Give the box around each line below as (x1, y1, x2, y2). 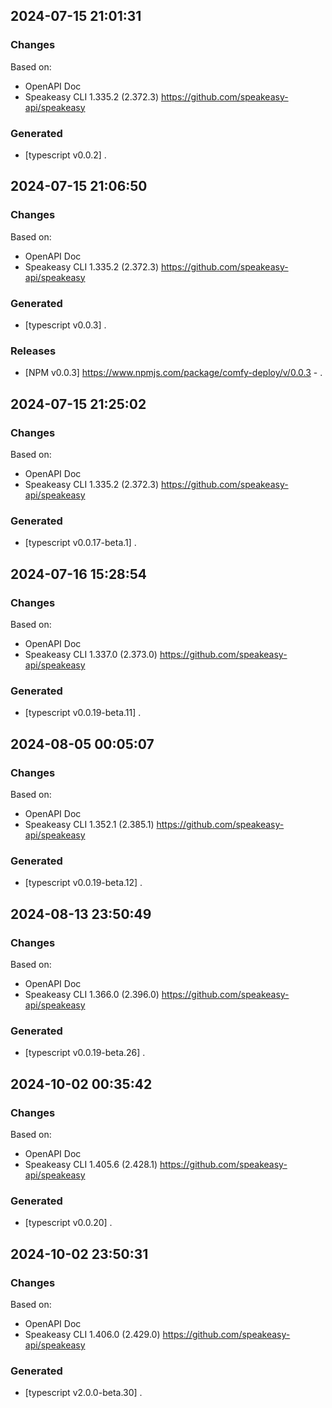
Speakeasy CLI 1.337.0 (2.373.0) (24, 648, 158, 660)
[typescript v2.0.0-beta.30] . (24, 1387, 143, 1399)
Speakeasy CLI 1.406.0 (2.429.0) (24, 1328, 161, 1340)
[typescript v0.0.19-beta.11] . (24, 707, 142, 719)
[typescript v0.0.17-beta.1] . (24, 537, 137, 549)
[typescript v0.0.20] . (24, 1217, 113, 1229)
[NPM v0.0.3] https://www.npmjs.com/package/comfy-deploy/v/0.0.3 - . (24, 367, 323, 379)
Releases (10, 344, 57, 358)
